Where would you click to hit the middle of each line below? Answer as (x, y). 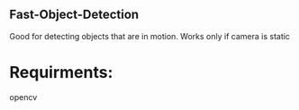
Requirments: (61, 72)
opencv (23, 97)
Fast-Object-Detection (74, 15)
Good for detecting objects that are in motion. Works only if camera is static (150, 36)
